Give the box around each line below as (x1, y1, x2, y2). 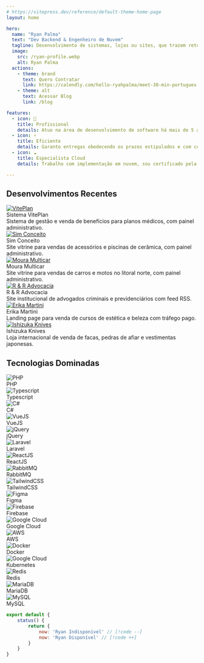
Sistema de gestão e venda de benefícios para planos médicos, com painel (6, 218, 194, 225)
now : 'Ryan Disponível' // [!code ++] (38, 634, 137, 641)
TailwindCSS (6, 484, 38, 491)
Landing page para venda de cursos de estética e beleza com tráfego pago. (6, 314, 196, 322)
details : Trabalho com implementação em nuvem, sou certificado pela (17, 160, 197, 167)
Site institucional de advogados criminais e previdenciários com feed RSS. (6, 295, 192, 303)
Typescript (6, 393, 33, 401)
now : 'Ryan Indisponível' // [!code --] (38, 628, 143, 635)
